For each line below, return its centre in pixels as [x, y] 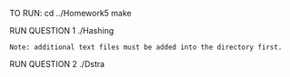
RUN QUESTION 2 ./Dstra [57, 64]
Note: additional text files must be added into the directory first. [146, 47]
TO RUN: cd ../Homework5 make [70, 13]
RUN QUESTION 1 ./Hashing [62, 30]
